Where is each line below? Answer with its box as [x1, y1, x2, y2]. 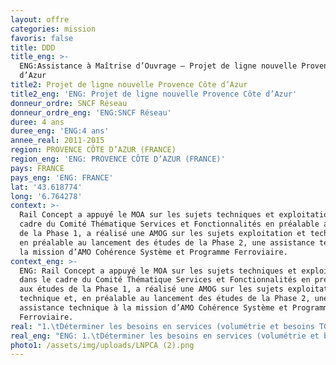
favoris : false [10, 33, 74, 43]
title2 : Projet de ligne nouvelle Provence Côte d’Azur [10, 80, 248, 90]
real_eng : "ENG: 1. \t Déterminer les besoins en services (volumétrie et [10, 331, 320, 341]
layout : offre [10, 14, 70, 25]
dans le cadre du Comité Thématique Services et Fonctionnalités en [19, 275, 311, 285]
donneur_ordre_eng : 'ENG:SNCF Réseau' [10, 107, 172, 118]
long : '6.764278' [10, 191, 83, 201]
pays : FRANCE [10, 163, 65, 173]
